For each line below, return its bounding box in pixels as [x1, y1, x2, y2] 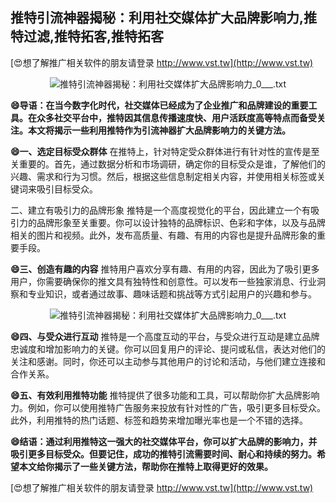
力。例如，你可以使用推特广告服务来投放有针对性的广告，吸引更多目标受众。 [10, 401, 326, 413]
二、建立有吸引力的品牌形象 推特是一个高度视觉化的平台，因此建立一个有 [10, 204, 311, 216]
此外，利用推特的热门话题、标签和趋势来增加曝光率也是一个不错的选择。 [10, 414, 308, 426]
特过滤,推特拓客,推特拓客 [10, 28, 165, 45]
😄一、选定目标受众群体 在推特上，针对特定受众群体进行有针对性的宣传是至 [10, 145, 320, 157]
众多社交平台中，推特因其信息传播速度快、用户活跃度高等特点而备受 [36, 111, 317, 123]
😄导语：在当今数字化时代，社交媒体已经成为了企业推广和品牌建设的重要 [10, 99, 309, 111]
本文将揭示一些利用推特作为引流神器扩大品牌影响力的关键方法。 [27, 124, 291, 136]
